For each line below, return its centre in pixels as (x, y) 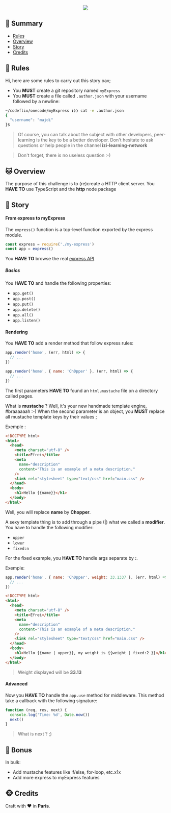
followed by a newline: (36, 101)
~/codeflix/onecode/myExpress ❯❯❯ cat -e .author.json (65, 110)
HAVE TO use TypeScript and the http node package (61, 189)
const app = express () (29, 249)
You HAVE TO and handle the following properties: (58, 283)
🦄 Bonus (19, 750)
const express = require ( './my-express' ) (50, 244)
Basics (13, 270)
